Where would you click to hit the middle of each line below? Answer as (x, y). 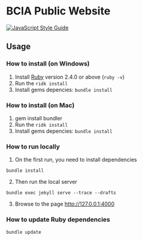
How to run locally (33, 147)
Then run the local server (46, 182)
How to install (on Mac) (40, 105)
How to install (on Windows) (48, 64)
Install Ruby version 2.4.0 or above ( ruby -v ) (70, 77)
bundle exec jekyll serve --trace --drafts (61, 193)
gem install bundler (39, 118)
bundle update (24, 232)
